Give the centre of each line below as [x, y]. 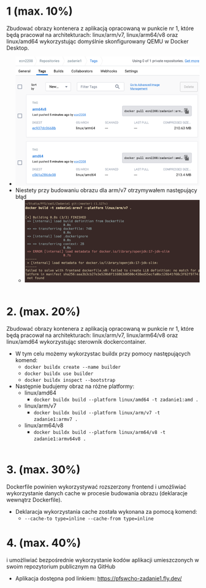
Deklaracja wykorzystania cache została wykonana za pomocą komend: [106, 512]
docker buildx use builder [59, 374]
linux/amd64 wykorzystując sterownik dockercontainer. [76, 342]
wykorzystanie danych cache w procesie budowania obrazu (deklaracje [97, 493]
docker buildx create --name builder [73, 367]
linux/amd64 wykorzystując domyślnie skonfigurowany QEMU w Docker [97, 41]
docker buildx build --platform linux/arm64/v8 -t [100, 433]
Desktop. [18, 48]
